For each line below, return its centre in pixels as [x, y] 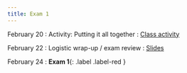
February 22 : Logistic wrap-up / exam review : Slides [86, 47]
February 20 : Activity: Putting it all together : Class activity [93, 34]
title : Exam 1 [28, 14]
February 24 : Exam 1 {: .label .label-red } [67, 62]
